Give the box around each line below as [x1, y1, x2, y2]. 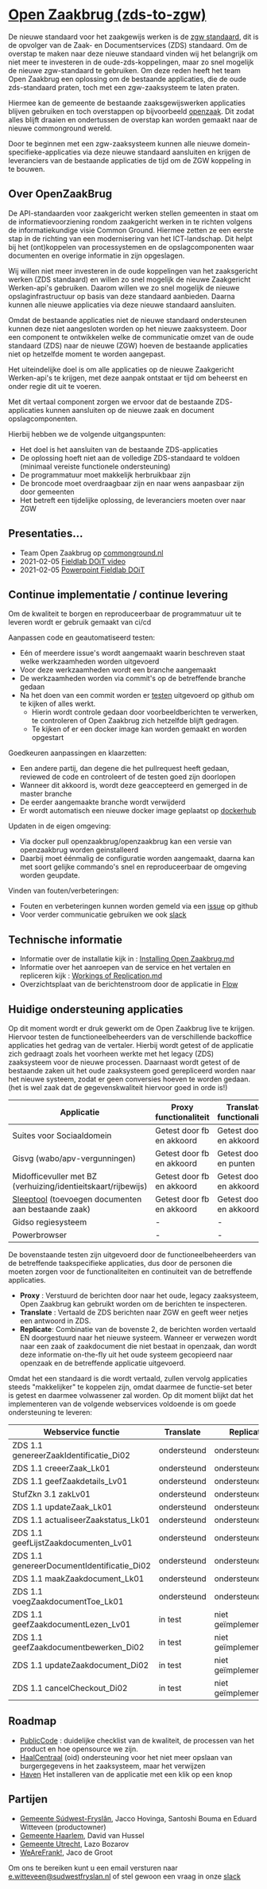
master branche [19, 789, 72, 799]
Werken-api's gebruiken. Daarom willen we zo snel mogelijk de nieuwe [8, 282, 240, 292]
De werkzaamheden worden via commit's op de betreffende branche [19, 674, 246, 684]
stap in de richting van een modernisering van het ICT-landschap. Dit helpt [8, 233, 253, 243]
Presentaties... [8, 527, 83, 540]
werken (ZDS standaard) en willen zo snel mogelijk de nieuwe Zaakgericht [8, 275, 251, 284]
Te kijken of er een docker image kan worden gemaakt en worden [31, 724, 247, 734]
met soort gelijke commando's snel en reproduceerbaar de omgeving [19, 862, 247, 872]
